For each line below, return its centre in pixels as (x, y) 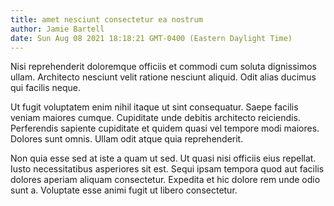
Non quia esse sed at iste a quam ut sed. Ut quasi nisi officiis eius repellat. (163, 158)
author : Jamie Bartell (57, 29)
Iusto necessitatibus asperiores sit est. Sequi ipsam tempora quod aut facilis (167, 169)
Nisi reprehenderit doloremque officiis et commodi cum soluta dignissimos (163, 67)
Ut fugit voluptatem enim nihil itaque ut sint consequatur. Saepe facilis (154, 107)
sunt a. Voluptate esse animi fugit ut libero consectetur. (124, 190)
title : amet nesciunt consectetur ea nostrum (106, 19)
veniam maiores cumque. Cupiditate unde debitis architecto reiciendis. (155, 118)
